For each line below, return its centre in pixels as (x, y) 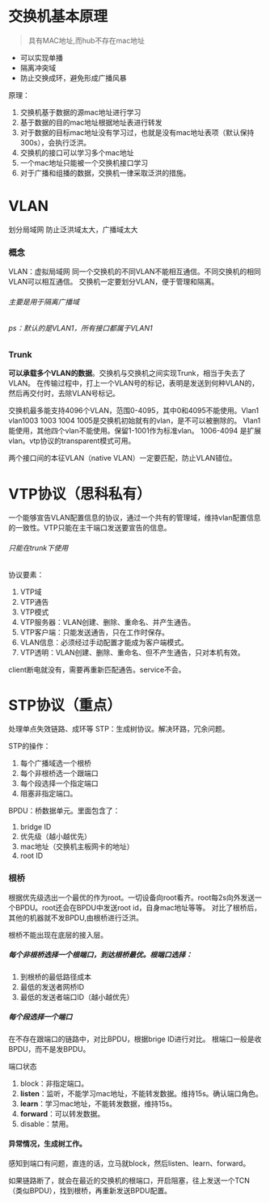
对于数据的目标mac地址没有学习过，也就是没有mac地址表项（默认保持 (137, 132)
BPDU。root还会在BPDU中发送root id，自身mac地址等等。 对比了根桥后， (138, 907)
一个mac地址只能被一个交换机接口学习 (84, 163)
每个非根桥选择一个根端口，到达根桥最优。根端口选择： (100, 955)
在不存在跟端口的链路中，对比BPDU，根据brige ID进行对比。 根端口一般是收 (135, 1039)
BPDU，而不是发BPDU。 (49, 1049)
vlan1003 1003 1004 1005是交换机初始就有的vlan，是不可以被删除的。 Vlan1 (135, 420)
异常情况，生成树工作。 (47, 1144)
